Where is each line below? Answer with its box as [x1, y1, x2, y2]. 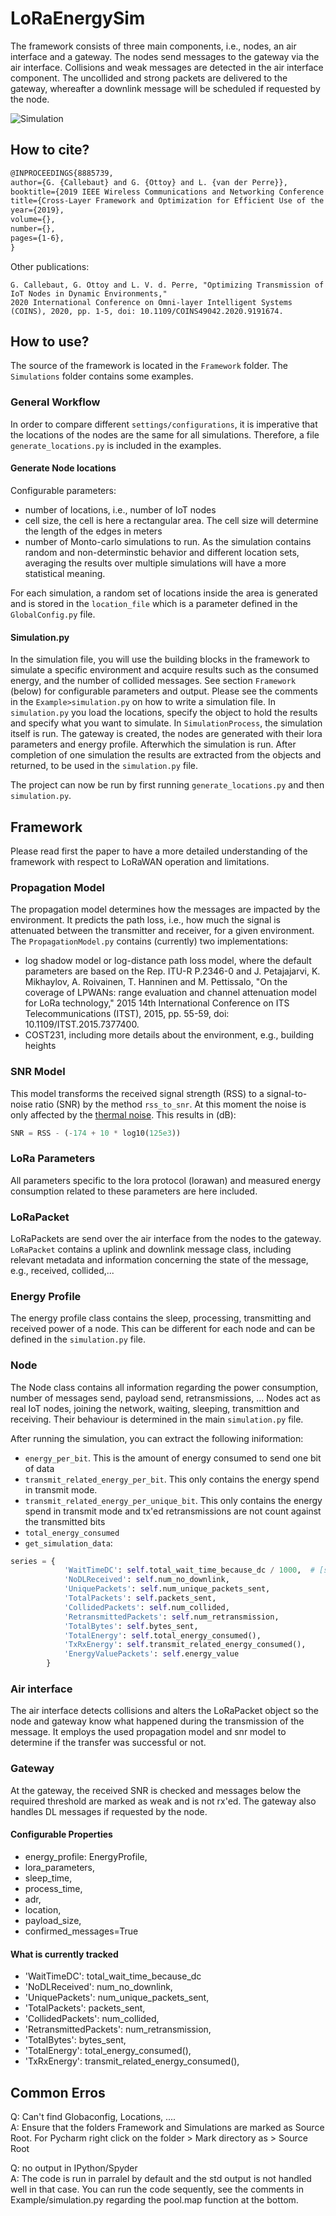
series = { [10, 1556, 56, 1566]
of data [24, 1462, 55, 1474]
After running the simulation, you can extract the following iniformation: [10, 1432, 304, 1444]
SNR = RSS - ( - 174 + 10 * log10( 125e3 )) [10, 1128, 182, 1138]
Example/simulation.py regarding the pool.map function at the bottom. [10, 2193, 299, 2206]
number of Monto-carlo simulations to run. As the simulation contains [24, 535, 312, 547]
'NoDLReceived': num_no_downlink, [24, 1981, 173, 1993]
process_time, [24, 1882, 83, 1894]
